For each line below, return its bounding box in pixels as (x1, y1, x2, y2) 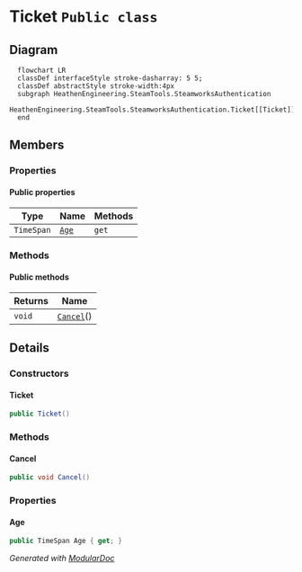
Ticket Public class (9, 6, 158, 27)
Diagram (9, 42, 58, 58)
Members (9, 138, 65, 153)
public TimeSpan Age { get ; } (9, 537, 123, 546)
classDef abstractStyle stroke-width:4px (17, 82, 175, 91)
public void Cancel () (9, 473, 91, 482)
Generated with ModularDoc (9, 553, 115, 564)
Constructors (9, 367, 69, 380)
